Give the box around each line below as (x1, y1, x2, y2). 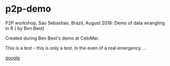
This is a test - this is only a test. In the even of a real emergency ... (5, 45, 147, 51)
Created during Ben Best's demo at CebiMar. (5, 35, 100, 41)
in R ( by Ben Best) (5, 25, 44, 31)
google (5, 54, 20, 61)
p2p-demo (5, 3, 52, 15)
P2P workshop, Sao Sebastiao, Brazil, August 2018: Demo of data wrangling (5, 20, 165, 26)
